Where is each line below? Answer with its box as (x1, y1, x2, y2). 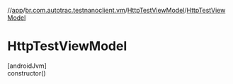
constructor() (7, 68, 46, 77)
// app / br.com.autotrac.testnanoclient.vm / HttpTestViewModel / (7, 6, 187, 14)
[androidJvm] (7, 61, 47, 70)
